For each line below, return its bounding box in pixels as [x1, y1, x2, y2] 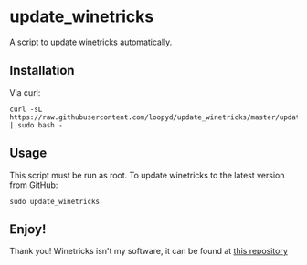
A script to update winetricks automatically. [9, 36, 173, 47]
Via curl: [9, 87, 41, 97]
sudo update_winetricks [9, 197, 101, 206]
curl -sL [9, 105, 43, 114]
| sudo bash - [9, 120, 64, 129]
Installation [9, 63, 75, 78]
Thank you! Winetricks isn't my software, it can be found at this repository [9, 246, 288, 257]
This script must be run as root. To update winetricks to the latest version [9, 169, 285, 180]
